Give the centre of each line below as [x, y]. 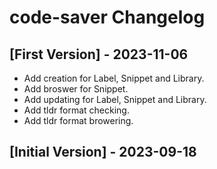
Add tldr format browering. [78, 120]
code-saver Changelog [107, 17]
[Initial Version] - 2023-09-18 [103, 152]
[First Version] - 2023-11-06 [99, 54]
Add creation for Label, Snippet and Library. [114, 78]
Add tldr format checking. [76, 110]
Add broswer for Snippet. [76, 89]
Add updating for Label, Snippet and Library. [115, 99]
